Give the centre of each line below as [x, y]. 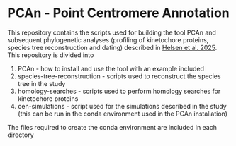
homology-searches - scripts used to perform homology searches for [119, 91]
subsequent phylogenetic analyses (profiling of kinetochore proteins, [108, 39]
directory [21, 135]
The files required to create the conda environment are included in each [112, 127]
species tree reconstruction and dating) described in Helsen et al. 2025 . [112, 47]
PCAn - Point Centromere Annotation [119, 13]
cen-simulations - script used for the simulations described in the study [122, 106]
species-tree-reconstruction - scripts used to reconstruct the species [119, 76]
